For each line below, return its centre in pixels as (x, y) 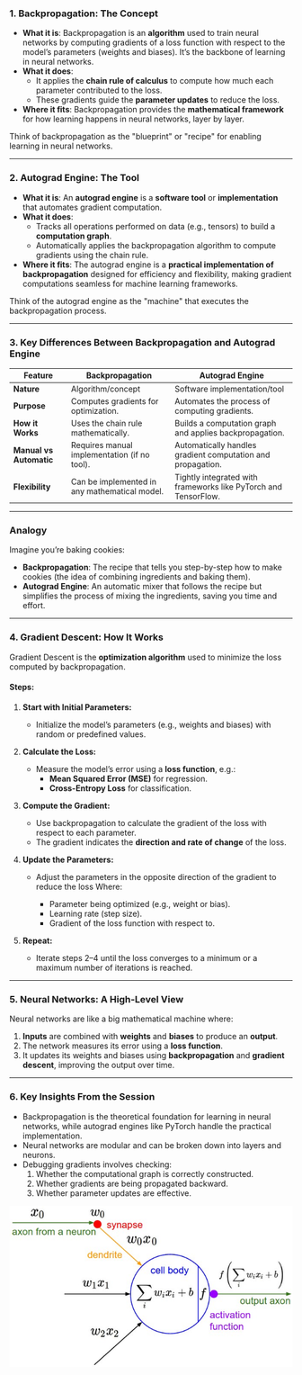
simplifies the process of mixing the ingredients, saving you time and (150, 596)
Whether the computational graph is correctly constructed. (145, 1173)
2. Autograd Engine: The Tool (74, 178)
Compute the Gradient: (66, 805)
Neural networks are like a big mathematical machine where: (121, 1019)
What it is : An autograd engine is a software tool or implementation (150, 197)
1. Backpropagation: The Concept (84, 13)
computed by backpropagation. (67, 666)
